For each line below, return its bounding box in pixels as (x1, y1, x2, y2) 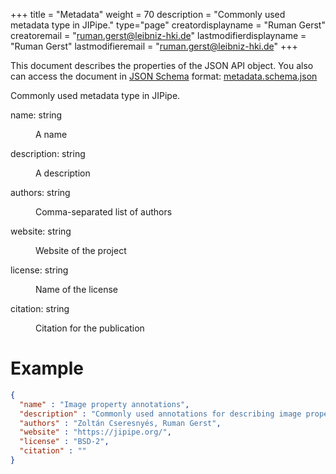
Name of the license (35, 284, 119, 295)
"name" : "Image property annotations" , (19, 399, 190, 409)
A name (35, 129, 68, 140)
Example (10, 357, 84, 380)
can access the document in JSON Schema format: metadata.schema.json (10, 70, 318, 82)
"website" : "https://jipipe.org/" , (19, 427, 172, 438)
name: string (10, 109, 63, 121)
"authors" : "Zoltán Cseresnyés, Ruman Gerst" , (19, 418, 222, 428)
